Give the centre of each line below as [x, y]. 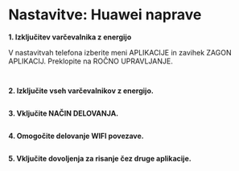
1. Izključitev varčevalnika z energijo [70, 37]
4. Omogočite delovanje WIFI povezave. [76, 136]
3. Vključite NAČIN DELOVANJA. [64, 113]
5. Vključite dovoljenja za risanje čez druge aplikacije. [100, 158]
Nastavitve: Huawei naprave [105, 15]
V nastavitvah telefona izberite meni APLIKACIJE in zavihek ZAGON [120, 52]
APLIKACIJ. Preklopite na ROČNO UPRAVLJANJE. [91, 61]
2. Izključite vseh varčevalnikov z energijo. [81, 91]
